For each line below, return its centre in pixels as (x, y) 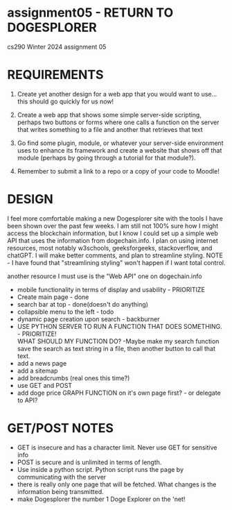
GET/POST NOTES (61, 428)
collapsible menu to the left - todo (65, 312)
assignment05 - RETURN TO (90, 13)
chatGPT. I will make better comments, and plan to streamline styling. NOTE (115, 255)
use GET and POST (45, 385)
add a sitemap (37, 371)
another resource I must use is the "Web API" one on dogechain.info (105, 276)
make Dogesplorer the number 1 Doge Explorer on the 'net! (101, 499)
